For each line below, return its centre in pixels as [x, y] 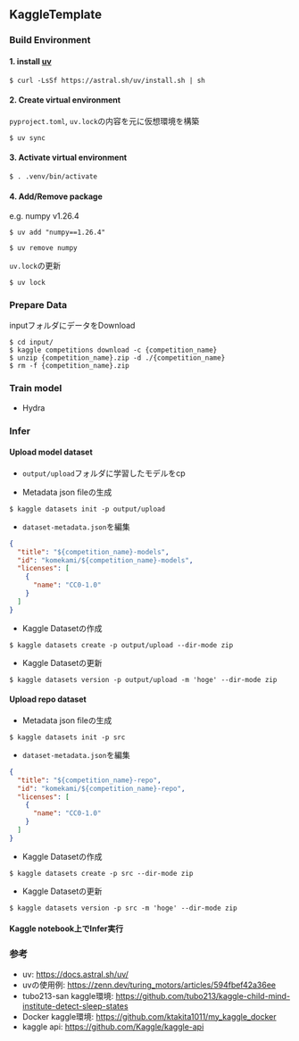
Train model [36, 388]
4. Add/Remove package [56, 196]
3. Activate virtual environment [68, 158]
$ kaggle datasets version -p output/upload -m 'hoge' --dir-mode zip [143, 679]
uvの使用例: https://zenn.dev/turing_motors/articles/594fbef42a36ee [149, 985]
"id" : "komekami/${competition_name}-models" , [105, 560]
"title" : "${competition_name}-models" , [93, 552]
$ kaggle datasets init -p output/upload [87, 509]
